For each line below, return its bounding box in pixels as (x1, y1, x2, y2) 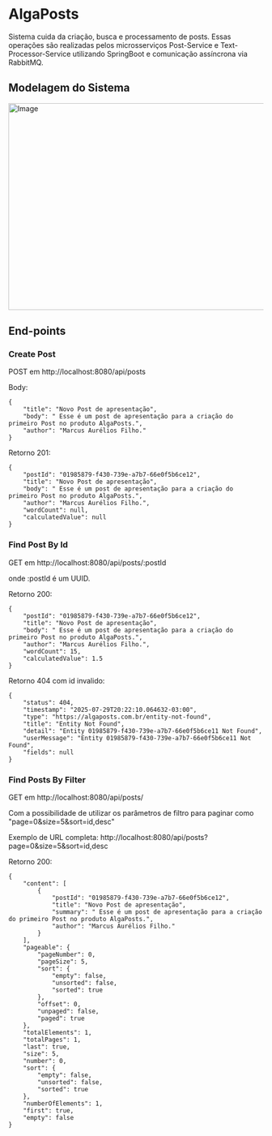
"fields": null (23, 748, 74, 757)
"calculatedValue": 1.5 (23, 654, 104, 662)
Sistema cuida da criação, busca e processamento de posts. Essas (8, 32, 232, 41)
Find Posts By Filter (8, 774, 87, 785)
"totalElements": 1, (23, 1029, 92, 1037)
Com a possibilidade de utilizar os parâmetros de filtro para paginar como (8, 808, 254, 818)
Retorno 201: (8, 448, 51, 458)
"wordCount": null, (23, 506, 89, 515)
